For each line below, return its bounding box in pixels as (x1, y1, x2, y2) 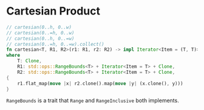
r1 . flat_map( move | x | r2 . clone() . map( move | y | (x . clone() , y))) (17, 80, 183, 86)
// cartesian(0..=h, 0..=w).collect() (6, 41, 104, 47)
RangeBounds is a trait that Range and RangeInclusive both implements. (6, 97, 179, 104)
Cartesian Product (6, 4, 101, 18)
